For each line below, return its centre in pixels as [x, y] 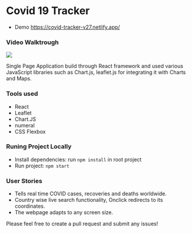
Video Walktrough [33, 42]
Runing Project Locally [39, 147]
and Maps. [19, 79]
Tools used [22, 94]
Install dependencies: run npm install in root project [78, 159]
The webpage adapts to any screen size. [64, 212]
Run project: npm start [42, 166]
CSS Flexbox [30, 131]
